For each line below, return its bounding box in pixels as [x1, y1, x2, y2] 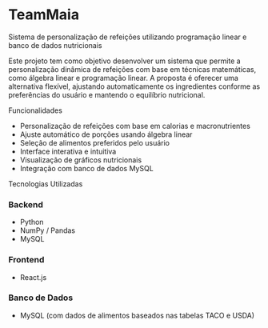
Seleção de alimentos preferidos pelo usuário [19, 138, 170, 147]
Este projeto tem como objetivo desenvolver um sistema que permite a [8, 56, 242, 66]
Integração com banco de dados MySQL [19, 163, 154, 173]
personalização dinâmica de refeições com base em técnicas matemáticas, [8, 64, 257, 74]
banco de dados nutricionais [8, 40, 102, 50]
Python [19, 218, 44, 227]
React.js [19, 272, 47, 282]
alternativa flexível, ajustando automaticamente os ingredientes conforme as [8, 82, 261, 91]
